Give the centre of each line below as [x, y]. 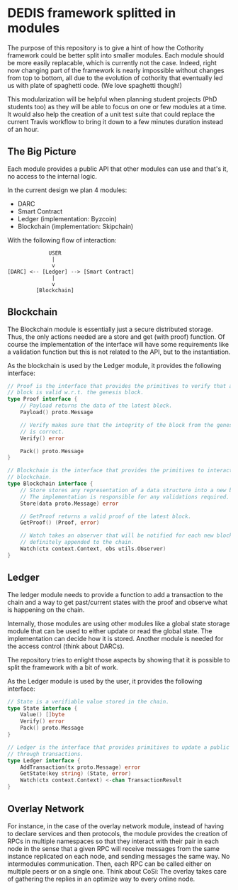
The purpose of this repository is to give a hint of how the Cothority [106, 48]
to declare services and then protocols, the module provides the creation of [118, 833]
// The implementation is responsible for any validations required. [125, 497]
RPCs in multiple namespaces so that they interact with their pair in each [113, 841]
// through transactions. [45, 754]
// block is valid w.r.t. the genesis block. [75, 393]
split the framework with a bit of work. [63, 667]
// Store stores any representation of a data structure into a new [123, 490]
